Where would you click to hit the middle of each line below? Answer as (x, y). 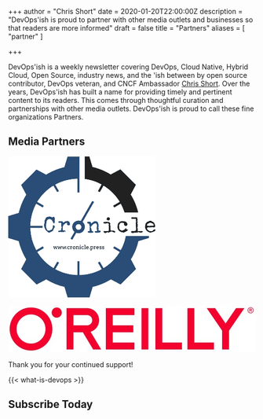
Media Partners (47, 142)
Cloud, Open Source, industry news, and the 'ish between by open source (128, 75)
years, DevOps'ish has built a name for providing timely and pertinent (121, 92)
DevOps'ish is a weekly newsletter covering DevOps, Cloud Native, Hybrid (128, 67)
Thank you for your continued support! (71, 364)
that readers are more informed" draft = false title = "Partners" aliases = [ (127, 28)
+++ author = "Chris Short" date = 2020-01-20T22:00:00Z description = (126, 11)
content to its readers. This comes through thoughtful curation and (116, 100)
